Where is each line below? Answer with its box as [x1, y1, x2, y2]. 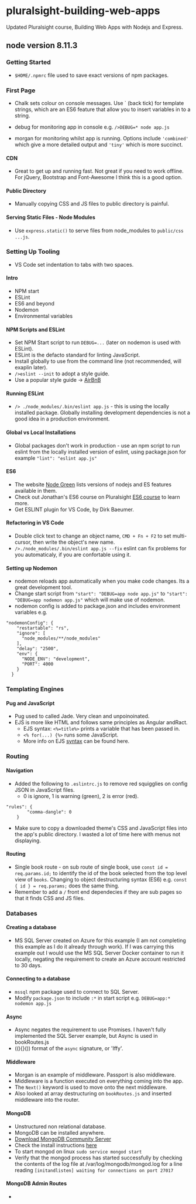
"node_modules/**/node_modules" [21, 635, 101, 641]
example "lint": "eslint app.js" [14, 454, 98, 462]
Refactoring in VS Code [6, 519, 64, 526]
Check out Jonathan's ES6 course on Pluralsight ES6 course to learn [14, 493, 180, 500]
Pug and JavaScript [6, 699, 55, 707]
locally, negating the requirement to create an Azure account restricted [14, 956, 185, 963]
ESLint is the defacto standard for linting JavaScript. [14, 351, 140, 359]
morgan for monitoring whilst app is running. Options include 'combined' [14, 134, 189, 142]
